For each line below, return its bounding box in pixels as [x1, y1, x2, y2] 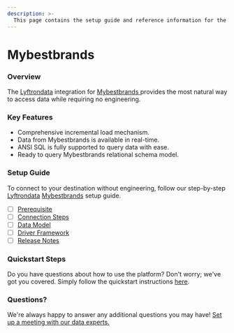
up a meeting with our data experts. [7, 318, 110, 327]
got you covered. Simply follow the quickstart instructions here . [7, 277, 190, 286]
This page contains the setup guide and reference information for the [13, 17, 227, 24]
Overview [7, 71, 41, 81]
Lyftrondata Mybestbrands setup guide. [7, 191, 122, 200]
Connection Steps [17, 212, 70, 221]
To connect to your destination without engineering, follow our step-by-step [7, 184, 226, 192]
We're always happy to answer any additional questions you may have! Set [7, 311, 222, 319]
